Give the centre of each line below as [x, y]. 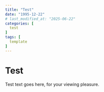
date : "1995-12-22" [25, 14]
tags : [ [13, 37]
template [18, 42]
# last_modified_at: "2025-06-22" [40, 19]
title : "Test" [20, 10]
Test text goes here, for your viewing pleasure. [52, 84]
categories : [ [20, 23]
